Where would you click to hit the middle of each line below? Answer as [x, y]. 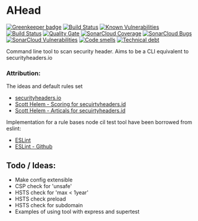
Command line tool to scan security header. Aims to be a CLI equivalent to [98, 51]
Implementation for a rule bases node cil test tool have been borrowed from [99, 122]
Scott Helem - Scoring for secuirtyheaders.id [70, 104]
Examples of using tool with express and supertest [77, 212]
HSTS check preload [40, 199]
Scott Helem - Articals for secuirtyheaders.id [70, 111]
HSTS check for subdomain [49, 205]
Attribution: [23, 73]
